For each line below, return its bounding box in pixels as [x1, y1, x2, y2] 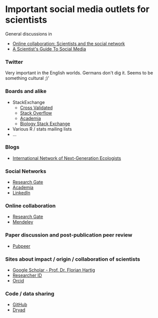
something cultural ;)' [5, 75, 49, 81]
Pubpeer [12, 243, 31, 249]
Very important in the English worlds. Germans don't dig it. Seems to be [5, 70, 153, 76]
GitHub [12, 301, 28, 307]
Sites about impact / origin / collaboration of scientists [5, 255, 140, 262]
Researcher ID [12, 272, 42, 278]
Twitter [5, 58, 24, 65]
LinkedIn [12, 190, 31, 196]
